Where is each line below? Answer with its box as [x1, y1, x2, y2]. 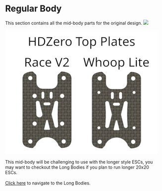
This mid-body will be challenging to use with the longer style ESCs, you [5, 159, 153, 165]
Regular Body [5, 3, 62, 14]
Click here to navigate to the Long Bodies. [5, 180, 91, 186]
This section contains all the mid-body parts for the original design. [5, 20, 143, 26]
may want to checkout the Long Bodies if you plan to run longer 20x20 [5, 164, 150, 170]
